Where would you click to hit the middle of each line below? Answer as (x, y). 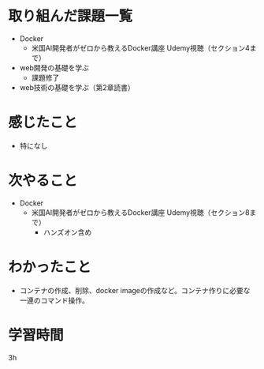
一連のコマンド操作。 (54, 300)
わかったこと (50, 267)
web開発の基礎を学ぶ (54, 67)
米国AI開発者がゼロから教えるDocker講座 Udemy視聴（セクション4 (140, 47)
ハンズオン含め (67, 232)
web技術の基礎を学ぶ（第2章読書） (77, 87)
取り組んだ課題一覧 (71, 16)
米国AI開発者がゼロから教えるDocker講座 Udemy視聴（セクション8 (140, 212)
